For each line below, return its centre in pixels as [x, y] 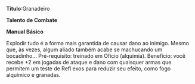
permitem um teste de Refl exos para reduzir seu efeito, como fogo [89, 69]
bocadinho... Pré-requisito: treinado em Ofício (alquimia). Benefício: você [96, 56]
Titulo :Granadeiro [28, 9]
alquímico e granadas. [33, 75]
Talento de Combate [32, 20]
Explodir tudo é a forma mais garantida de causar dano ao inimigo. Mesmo [98, 43]
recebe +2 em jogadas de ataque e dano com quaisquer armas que [89, 62]
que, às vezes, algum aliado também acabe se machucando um [84, 49]
